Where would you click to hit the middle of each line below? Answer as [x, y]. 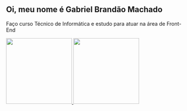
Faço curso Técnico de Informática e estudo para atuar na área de [86, 23]
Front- [174, 23]
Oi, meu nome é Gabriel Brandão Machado [84, 10]
